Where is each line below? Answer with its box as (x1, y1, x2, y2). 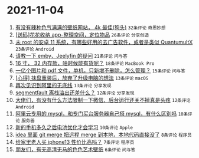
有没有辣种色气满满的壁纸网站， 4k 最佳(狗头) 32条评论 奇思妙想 (15, 24, 166, 31)
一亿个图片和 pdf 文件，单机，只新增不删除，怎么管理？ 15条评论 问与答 (15, 67, 185, 74)
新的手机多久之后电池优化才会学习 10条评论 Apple (15, 123, 133, 130)
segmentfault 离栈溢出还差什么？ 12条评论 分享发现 (15, 89, 135, 96)
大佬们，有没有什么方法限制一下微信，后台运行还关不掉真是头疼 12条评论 (15, 96, 191, 103)
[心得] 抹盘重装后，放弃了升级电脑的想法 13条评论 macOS (15, 74, 149, 81)
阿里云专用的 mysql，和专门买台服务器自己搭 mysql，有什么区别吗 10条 (15, 110, 188, 117)
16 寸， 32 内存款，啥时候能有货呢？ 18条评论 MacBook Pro (15, 60, 155, 67)
